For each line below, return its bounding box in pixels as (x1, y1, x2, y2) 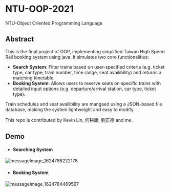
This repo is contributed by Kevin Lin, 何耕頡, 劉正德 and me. (5, 117, 133, 123)
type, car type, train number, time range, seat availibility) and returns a (12, 69, 162, 75)
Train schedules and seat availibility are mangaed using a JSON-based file (5, 101, 162, 107)
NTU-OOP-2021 (5, 3, 74, 15)
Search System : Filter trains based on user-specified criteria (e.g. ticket (12, 63, 165, 70)
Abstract (5, 35, 34, 44)
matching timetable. (12, 75, 55, 81)
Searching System (12, 146, 53, 153)
